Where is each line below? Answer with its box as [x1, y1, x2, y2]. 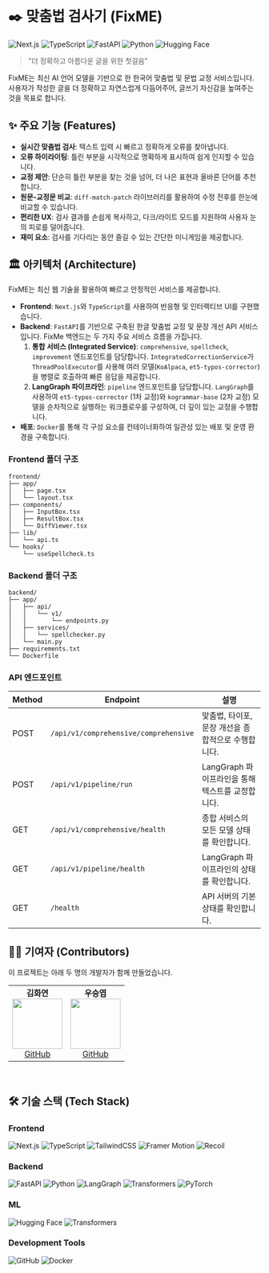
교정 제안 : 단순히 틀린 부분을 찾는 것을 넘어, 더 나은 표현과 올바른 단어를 [19, 172, 242, 182]
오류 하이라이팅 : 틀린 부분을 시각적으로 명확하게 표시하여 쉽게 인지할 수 [19, 152, 240, 161]
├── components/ [8, 500, 62, 508]
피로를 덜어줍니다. [28, 222, 85, 231]
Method [12, 694, 43, 705]
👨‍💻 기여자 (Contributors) [8, 945, 130, 958]
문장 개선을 [201, 722, 242, 733]
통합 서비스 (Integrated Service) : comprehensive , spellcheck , [31, 341, 229, 351]
